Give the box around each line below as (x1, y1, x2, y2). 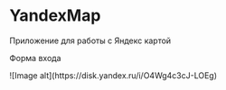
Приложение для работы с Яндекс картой (9, 35, 172, 46)
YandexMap (9, 5, 101, 26)
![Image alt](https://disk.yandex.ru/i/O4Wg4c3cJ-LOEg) (9, 69, 218, 81)
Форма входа (9, 52, 61, 63)
